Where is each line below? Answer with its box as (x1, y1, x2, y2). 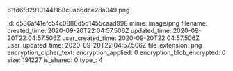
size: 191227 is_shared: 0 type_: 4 (7, 56, 103, 64)
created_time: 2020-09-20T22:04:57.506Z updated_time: (7, 27, 172, 34)
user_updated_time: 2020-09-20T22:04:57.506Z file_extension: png (7, 41, 202, 49)
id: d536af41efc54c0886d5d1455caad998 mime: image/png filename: (7, 19, 208, 27)
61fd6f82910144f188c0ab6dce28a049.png (7, 6, 130, 14)
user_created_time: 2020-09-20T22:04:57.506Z (62, 34, 200, 42)
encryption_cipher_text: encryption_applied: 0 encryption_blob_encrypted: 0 (7, 48, 226, 57)
